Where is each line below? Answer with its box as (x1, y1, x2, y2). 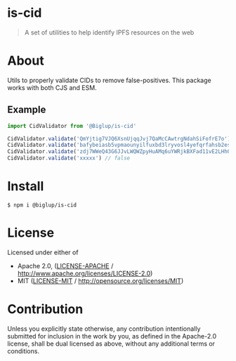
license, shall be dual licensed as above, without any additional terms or (7, 339, 216, 348)
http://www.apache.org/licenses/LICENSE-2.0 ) (17, 269, 153, 277)
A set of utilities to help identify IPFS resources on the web (24, 28, 195, 37)
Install (7, 178, 44, 195)
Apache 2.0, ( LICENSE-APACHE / (17, 261, 114, 270)
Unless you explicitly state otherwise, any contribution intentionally (7, 324, 201, 333)
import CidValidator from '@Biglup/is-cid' (7, 122, 137, 129)
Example (7, 104, 46, 116)
